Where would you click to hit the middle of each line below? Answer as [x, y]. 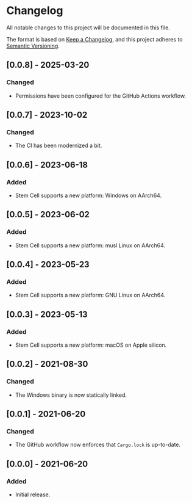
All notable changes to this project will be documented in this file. [88, 27]
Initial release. [33, 494]
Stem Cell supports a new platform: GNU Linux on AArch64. [90, 295]
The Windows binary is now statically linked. [71, 395]
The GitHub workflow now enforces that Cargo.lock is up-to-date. [98, 445]
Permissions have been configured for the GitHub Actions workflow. [101, 96]
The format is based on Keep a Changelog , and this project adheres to [94, 39]
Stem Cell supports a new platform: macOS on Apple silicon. [91, 345]
